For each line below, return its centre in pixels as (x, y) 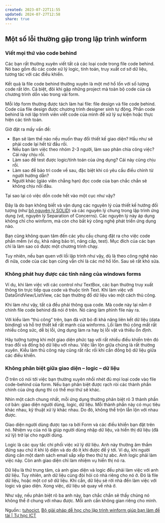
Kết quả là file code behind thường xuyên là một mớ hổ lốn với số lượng (77, 84)
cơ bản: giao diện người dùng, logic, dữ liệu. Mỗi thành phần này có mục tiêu (83, 404)
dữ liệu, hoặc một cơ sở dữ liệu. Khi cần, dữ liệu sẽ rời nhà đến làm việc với (81, 480)
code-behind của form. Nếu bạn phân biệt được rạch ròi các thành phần (78, 384)
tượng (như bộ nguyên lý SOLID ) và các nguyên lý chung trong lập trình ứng (82, 211)
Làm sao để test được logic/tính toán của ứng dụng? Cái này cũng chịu (84, 160)
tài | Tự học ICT (21, 515)
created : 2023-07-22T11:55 (33, 10)
